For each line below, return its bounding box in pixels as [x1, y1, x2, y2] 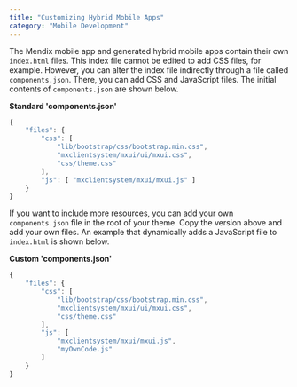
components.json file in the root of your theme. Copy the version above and [9, 217, 282, 228]
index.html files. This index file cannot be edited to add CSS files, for [9, 55, 262, 66]
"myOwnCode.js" [56, 345, 113, 354]
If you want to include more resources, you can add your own [9, 208, 234, 218]
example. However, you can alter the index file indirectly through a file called [9, 64, 289, 75]
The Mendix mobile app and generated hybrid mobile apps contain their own [9, 45, 289, 56]
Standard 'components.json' [9, 100, 117, 111]
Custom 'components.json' [9, 254, 113, 265]
